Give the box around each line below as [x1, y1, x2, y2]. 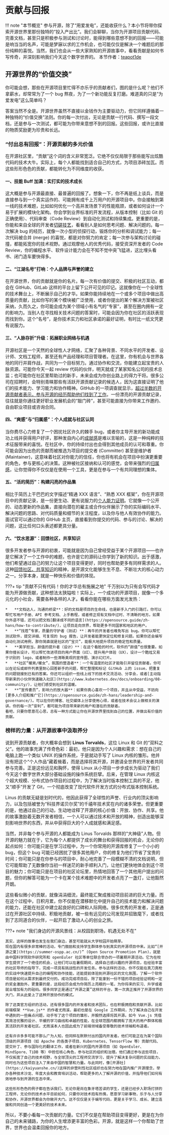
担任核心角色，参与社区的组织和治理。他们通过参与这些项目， [51, 1049, 160, 1055]
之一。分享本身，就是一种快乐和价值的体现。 [5, 573, 98, 579]
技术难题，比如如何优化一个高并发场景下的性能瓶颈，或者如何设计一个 [18, 203, 164, 209]
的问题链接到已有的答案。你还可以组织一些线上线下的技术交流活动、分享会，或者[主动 [5, 671, 157, 677]
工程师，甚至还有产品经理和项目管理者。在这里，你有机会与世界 [27, 353, 159, 359]
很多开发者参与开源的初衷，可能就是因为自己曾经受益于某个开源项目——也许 [5, 548, 164, 554]
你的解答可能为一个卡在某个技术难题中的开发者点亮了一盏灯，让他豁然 [18, 874, 164, 880]
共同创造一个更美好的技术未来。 [12, 1102, 69, 1107]
